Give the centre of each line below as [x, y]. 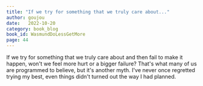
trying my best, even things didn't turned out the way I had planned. [91, 77]
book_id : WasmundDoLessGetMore [46, 35]
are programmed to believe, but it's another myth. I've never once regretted [101, 70]
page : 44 [17, 40]
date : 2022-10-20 [31, 23]
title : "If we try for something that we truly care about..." [88, 12]
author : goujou [26, 18]
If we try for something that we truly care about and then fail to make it [95, 57]
